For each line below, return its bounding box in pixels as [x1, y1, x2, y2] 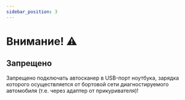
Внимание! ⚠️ [6, 34, 77, 48]
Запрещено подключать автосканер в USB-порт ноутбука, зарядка [6, 74, 179, 81]
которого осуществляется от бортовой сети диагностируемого [6, 80, 169, 87]
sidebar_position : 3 [6, 8, 58, 15]
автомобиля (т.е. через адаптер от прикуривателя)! [6, 87, 139, 94]
